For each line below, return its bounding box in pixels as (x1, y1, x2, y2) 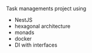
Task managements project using (6, 5, 87, 12)
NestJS (14, 16, 33, 23)
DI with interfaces (14, 41, 57, 48)
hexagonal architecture (14, 23, 71, 29)
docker (14, 35, 32, 42)
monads (14, 29, 35, 36)
